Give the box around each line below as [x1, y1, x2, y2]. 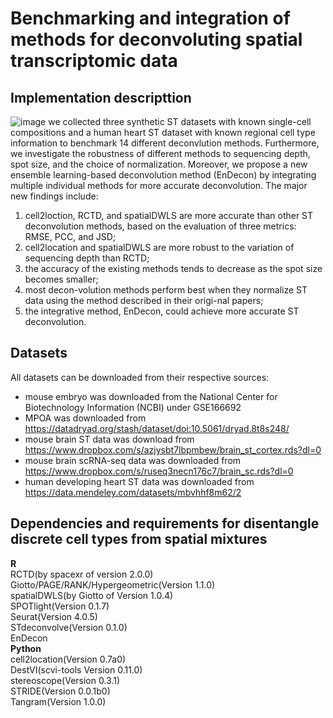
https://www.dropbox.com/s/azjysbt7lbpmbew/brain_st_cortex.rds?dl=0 [24, 443, 322, 456]
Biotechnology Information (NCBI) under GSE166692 [24, 401, 242, 413]
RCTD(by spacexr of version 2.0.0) [10, 568, 154, 580]
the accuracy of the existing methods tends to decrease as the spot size [24, 263, 323, 274]
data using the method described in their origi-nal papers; [24, 295, 264, 306]
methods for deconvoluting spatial [10, 28, 303, 51]
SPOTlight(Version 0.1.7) [10, 600, 110, 612]
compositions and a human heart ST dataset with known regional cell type [10, 127, 316, 138]
